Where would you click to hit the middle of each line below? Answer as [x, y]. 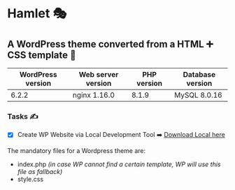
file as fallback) [40, 172]
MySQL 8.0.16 [198, 95]
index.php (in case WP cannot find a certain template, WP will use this [119, 164]
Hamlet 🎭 [37, 14]
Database [199, 74]
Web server [99, 74]
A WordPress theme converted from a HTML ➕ [110, 44]
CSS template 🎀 [42, 55]
